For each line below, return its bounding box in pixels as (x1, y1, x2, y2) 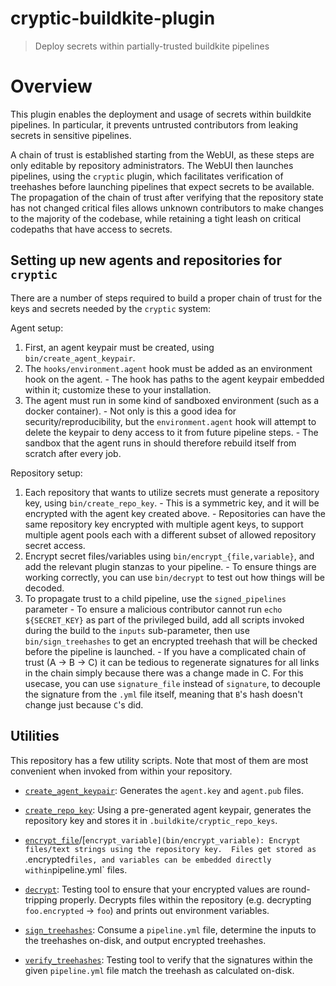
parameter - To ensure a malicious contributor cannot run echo (24, 603, 283, 615)
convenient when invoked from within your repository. (10, 765, 233, 777)
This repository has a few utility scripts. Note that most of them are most (10, 754, 309, 766)
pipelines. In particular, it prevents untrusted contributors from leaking (10, 118, 299, 131)
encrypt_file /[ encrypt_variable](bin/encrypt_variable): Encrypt (24, 833, 301, 846)
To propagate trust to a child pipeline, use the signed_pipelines (24, 592, 287, 604)
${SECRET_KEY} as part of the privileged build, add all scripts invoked (24, 613, 305, 626)
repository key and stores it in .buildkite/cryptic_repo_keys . (24, 814, 278, 826)
